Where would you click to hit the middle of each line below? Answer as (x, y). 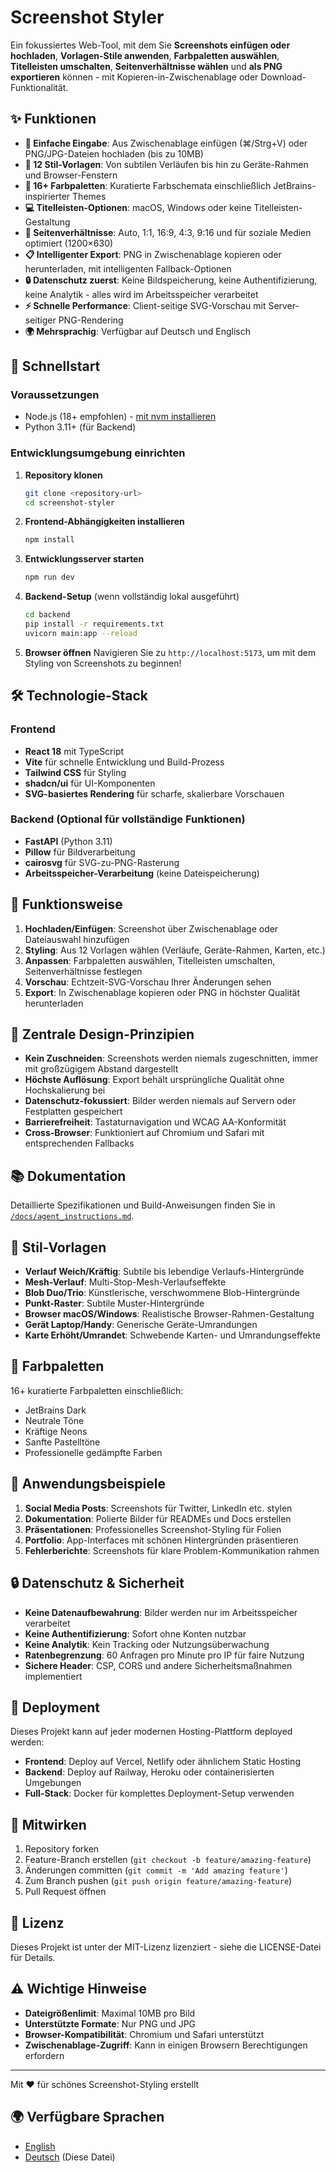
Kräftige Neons (56, 1431)
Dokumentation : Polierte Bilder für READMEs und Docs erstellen (158, 1518)
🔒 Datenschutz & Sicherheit (97, 1583)
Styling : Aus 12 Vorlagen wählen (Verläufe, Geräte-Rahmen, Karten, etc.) (175, 950)
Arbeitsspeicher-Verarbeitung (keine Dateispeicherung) (142, 873)
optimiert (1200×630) (69, 243)
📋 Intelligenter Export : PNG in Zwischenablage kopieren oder (153, 254)
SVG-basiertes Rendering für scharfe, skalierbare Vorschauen (154, 793)
